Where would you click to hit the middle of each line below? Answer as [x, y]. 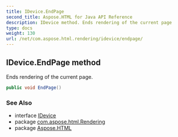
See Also [19, 102]
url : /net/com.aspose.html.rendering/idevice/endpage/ [75, 39]
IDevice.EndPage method [53, 63]
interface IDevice [35, 115]
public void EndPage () [34, 88]
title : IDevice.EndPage [35, 11]
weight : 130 [21, 34]
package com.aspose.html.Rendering [60, 122]
